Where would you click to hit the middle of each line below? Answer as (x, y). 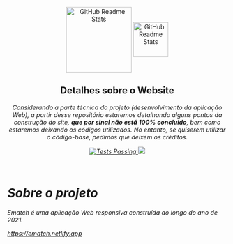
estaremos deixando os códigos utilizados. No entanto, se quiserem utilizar (117, 130)
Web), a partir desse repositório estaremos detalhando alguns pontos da (117, 114)
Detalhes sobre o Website (117, 91)
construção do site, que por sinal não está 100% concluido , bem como (117, 122)
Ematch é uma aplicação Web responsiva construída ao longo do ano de (113, 212)
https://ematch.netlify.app (45, 233)
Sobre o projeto (53, 193)
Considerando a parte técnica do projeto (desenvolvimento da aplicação (117, 107)
